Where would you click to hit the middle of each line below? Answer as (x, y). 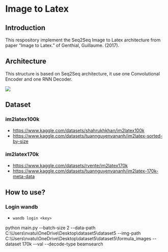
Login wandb (22, 207)
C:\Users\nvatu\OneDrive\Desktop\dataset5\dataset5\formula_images (78, 239)
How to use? (25, 193)
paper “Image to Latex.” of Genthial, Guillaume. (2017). (62, 45)
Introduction (25, 28)
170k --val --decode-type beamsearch (63, 244)
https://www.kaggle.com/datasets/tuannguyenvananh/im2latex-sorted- (88, 136)
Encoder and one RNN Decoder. (39, 79)
